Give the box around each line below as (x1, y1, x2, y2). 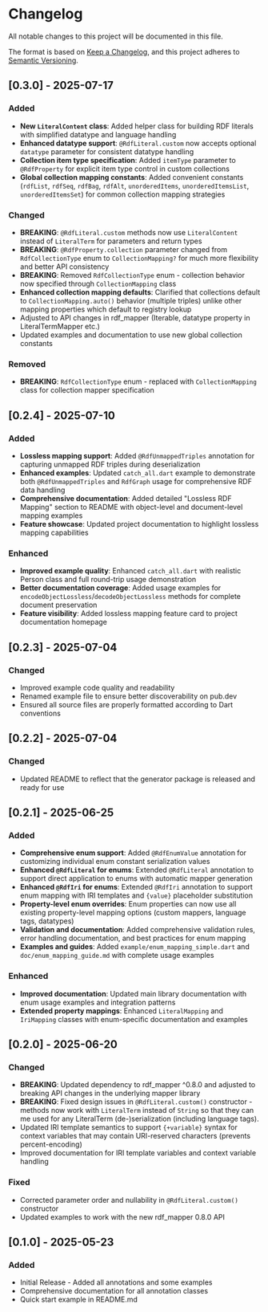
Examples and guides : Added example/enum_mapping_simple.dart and (19, 942, 250, 951)
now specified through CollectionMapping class (19, 279, 177, 288)
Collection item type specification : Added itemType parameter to (19, 155, 236, 165)
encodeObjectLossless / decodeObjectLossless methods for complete (19, 592, 242, 601)
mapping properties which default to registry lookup (19, 304, 192, 314)
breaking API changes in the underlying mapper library (19, 1089, 201, 1098)
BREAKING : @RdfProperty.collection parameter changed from (19, 244, 228, 254)
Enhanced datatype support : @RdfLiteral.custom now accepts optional (19, 138, 257, 148)
